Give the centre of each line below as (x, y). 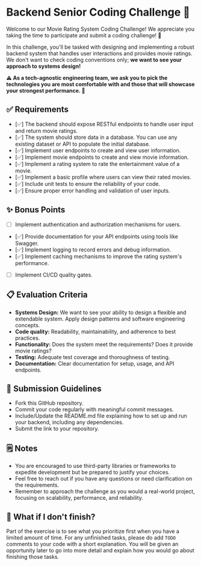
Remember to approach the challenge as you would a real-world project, (105, 491)
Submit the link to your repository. (57, 429)
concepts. (27, 325)
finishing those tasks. (32, 556)
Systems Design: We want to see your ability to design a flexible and (100, 312)
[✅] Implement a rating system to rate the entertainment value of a (97, 164)
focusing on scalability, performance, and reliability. (79, 498)
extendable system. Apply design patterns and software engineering (100, 319)
